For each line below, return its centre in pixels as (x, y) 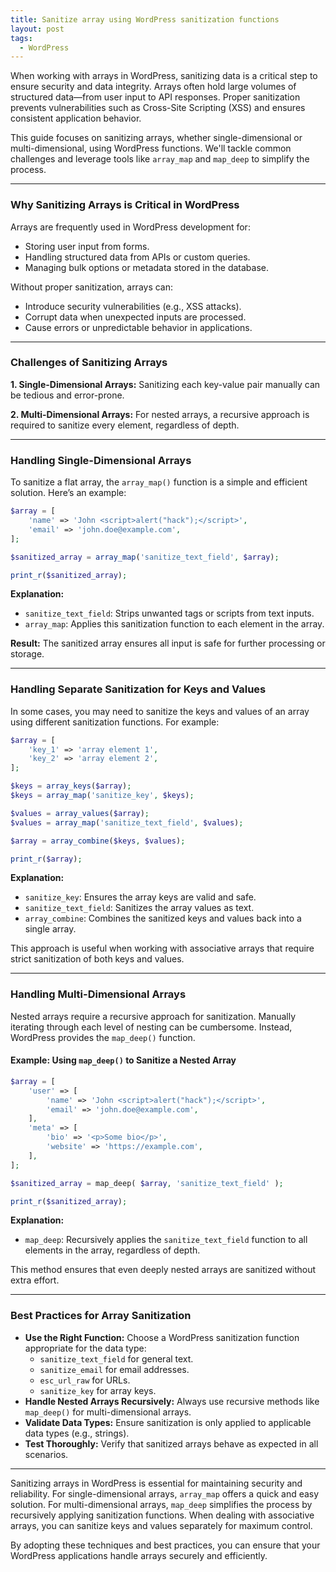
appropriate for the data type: (85, 1348)
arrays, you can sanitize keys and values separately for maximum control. (161, 1525)
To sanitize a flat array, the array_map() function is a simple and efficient (159, 482)
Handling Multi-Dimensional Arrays (98, 994)
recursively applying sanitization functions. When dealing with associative (162, 1515)
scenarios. (46, 1454)
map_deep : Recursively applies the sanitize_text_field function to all (166, 1240)
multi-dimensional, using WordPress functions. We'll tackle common (151, 148)
